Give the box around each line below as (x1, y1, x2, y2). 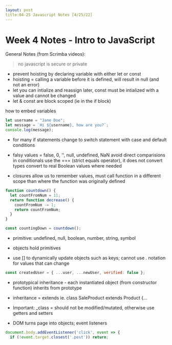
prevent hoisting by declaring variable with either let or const (12, 71, 141, 77)
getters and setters (12, 310, 53, 316)
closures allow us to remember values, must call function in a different (12, 173, 161, 179)
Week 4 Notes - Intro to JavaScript (5, 34, 155, 46)
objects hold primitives (12, 245, 61, 251)
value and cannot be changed (12, 93, 76, 99)
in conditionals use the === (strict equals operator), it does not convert (12, 157, 163, 164)
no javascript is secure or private (17, 61, 88, 67)
